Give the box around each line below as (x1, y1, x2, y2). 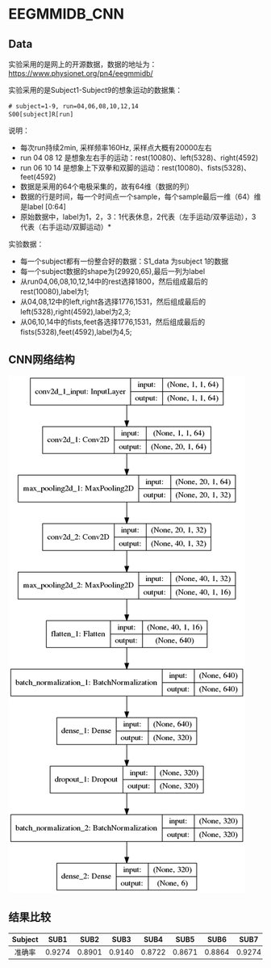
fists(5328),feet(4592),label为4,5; (19, 327, 132, 336)
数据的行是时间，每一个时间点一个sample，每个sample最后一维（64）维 (19, 191, 261, 201)
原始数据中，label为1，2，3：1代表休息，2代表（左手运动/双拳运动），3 (19, 212, 256, 221)
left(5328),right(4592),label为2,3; (19, 307, 131, 316)
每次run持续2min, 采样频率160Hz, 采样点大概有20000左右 (19, 143, 212, 152)
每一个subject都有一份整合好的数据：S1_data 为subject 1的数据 (19, 256, 229, 266)
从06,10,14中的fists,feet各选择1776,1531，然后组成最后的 (19, 317, 206, 326)
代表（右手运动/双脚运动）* (19, 222, 111, 231)
